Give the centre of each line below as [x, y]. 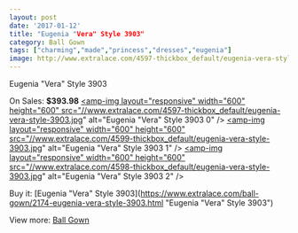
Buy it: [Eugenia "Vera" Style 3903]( [75, 193]
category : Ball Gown [47, 42]
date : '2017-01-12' [45, 26]
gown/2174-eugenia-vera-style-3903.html [86, 203]
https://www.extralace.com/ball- [200, 193]
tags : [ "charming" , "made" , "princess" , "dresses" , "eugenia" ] [121, 50]
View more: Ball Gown [50, 220]
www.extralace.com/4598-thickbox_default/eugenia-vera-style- [153, 167]
